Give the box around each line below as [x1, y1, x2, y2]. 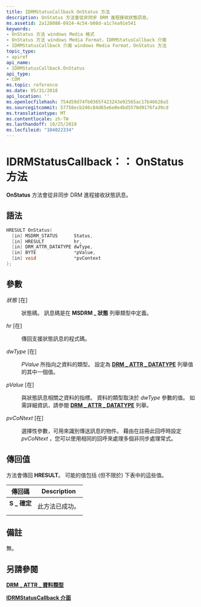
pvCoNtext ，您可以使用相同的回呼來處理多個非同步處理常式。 [21, 435, 177, 442]
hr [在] [6, 322, 22, 329]
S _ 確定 [9, 499, 32, 507]
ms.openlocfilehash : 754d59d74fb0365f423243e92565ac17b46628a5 [6, 99, 169, 105]
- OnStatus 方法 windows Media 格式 [6, 31, 95, 38]
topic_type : [6, 48, 36, 54]
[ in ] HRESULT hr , [11, 238, 83, 244]
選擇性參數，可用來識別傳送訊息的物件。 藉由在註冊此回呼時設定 [21, 427, 182, 435]
